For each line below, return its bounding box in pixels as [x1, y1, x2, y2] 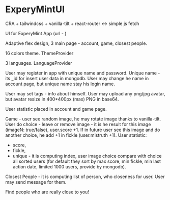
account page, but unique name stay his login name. [5, 81, 116, 87]
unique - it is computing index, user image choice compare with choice [12, 153, 162, 159]
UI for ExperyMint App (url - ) [5, 30, 67, 36]
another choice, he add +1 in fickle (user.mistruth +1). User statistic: [5, 132, 147, 138]
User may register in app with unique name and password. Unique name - [5, 70, 160, 76]
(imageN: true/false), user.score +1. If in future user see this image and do [5, 127, 160, 133]
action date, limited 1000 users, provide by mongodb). [12, 163, 126, 169]
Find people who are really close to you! [5, 189, 89, 195]
